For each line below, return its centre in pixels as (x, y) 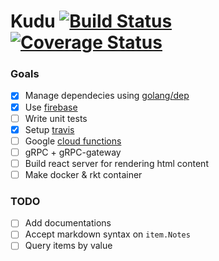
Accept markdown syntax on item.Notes (107, 234)
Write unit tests (56, 118)
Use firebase (51, 107)
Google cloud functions (73, 141)
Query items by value (68, 246)
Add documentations (68, 223)
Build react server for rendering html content (116, 163)
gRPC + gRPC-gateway (73, 152)
